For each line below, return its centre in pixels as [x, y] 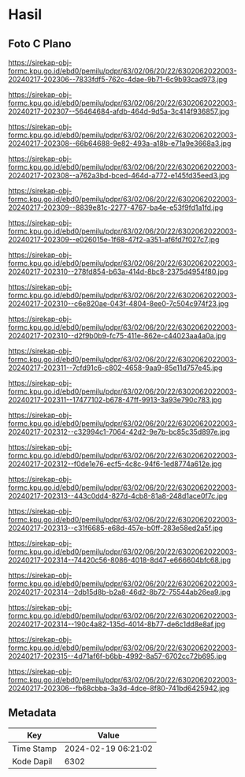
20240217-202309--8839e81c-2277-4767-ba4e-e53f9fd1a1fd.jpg [116, 207]
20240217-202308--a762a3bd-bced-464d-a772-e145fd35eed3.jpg [119, 176]
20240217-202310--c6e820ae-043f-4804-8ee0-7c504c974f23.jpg [119, 304]
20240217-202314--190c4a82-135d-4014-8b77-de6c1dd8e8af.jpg [117, 624]
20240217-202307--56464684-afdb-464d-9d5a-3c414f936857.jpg [119, 111]
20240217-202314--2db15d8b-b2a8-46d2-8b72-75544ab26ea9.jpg [119, 592]
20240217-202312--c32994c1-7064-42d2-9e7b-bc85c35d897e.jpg [119, 432]
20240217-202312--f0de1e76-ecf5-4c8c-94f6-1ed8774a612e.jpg [115, 464]
